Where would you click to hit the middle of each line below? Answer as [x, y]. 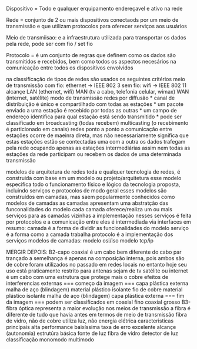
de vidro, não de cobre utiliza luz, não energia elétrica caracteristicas [90, 321]
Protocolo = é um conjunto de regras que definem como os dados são [91, 55]
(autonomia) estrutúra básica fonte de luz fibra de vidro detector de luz [92, 333]
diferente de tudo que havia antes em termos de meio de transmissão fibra [96, 315]
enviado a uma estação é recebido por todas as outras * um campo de [92, 110]
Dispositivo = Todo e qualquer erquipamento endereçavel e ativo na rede [94, 9]
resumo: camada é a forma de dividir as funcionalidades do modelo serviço [98, 228]
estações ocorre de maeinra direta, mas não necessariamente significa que [98, 135]
